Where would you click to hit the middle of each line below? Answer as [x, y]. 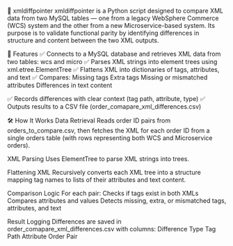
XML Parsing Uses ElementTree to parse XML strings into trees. [98, 159]
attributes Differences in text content [60, 85]
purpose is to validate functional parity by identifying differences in [103, 33]
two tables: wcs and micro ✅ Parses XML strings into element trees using [112, 62]
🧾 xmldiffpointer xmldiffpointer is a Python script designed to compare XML [115, 11]
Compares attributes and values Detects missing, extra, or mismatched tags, [117, 201]
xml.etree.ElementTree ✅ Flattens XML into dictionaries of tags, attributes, [113, 69]
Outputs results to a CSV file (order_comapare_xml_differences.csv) [104, 107]
